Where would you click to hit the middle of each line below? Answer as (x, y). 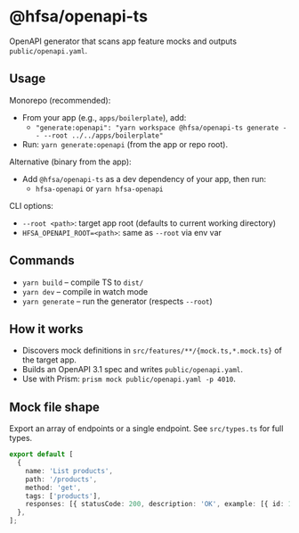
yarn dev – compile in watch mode (85, 291)
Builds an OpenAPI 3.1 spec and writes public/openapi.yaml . (132, 370)
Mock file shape (55, 407)
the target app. (49, 360)
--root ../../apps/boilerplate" (103, 136)
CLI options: (31, 205)
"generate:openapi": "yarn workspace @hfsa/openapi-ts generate (157, 128)
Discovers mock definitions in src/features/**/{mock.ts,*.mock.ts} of (152, 351)
